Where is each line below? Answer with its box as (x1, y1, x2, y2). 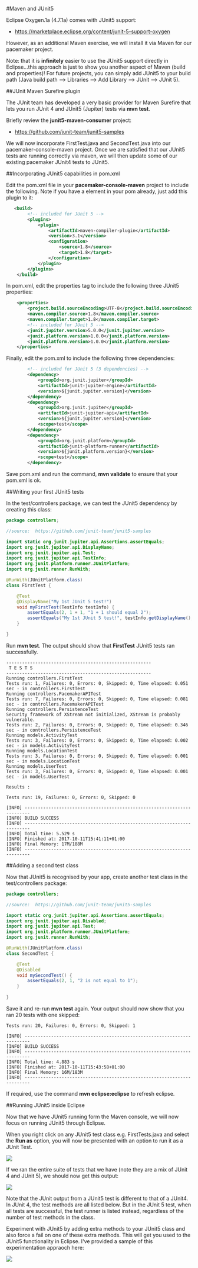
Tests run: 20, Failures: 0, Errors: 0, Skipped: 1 (6, 1022, 136, 1029)
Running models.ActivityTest (6, 732, 78, 738)
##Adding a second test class (6, 861, 78, 869)
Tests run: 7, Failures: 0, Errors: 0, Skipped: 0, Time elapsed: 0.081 (6, 696, 189, 702)
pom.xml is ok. (6, 477, 42, 484)
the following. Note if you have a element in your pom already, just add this (6, 188, 188, 195)
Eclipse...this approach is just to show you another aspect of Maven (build (6, 63, 186, 70)
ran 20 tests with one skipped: (6, 1011, 80, 1018)
